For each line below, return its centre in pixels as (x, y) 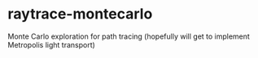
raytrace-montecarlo (80, 14)
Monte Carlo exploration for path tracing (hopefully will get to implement (129, 36)
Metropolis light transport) (51, 44)
